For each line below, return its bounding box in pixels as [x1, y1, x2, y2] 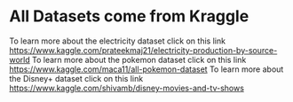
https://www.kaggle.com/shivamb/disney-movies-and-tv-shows [9, 82, 244, 93]
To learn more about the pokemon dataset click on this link [32, 54, 247, 65]
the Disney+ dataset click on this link [9, 73, 144, 83]
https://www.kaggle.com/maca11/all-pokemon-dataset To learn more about [9, 64, 284, 75]
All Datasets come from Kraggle [9, 6, 249, 27]
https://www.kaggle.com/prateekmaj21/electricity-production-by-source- [9, 44, 278, 55]
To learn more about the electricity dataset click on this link [9, 35, 226, 46]
